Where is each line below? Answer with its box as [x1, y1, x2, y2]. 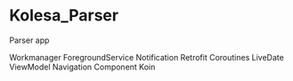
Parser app [9, 35, 50, 45]
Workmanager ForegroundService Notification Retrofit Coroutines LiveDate [9, 52, 285, 62]
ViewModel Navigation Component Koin [9, 61, 156, 72]
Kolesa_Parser [9, 5, 118, 26]
